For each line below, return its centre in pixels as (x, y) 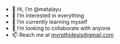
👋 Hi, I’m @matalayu (36, 9)
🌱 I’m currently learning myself (50, 22)
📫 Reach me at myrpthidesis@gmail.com (63, 35)
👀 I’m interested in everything (48, 15)
